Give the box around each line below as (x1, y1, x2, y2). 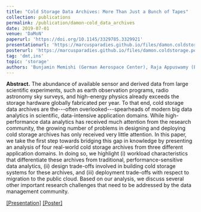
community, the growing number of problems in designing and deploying (6, 124, 186, 132)
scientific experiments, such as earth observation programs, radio (6, 87, 169, 94)
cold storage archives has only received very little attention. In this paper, (6, 131, 187, 138)
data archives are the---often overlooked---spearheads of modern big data (6, 105, 193, 113)
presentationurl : (6, 42, 50, 48)
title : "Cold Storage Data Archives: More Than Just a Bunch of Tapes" (6, 8, 188, 15)
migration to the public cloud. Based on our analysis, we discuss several (6, 175, 184, 182)
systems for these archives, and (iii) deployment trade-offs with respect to (6, 169, 190, 176)
